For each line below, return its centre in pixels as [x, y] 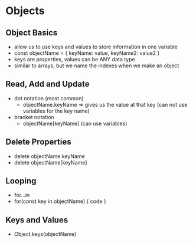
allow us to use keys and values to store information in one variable [96, 47]
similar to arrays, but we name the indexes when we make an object [97, 65]
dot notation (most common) [49, 98]
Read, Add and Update [48, 84]
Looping [21, 181]
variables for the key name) [56, 111]
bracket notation [34, 117]
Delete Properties [38, 142]
